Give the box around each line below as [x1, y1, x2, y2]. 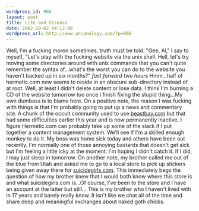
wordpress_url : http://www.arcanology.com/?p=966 [6, 31, 132, 37]
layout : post [6, 14, 39, 20]
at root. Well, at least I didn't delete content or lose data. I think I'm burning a [6, 85, 194, 92]
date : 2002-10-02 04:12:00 [6, 25, 73, 31]
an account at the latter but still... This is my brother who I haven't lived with [6, 186, 191, 193]
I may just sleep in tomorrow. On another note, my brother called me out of [6, 154, 189, 161]
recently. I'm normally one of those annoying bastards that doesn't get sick [6, 142, 190, 149]
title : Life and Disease [6, 20, 68, 25]
